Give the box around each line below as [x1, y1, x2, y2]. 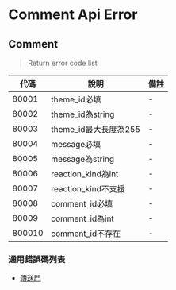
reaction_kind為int [51, 168, 119, 180]
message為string [51, 153, 115, 164]
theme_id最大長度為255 [51, 124, 141, 134]
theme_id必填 [51, 94, 101, 105]
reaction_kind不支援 [51, 184, 125, 194]
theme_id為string [51, 109, 115, 120]
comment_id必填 [51, 199, 113, 209]
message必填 [51, 139, 101, 149]
